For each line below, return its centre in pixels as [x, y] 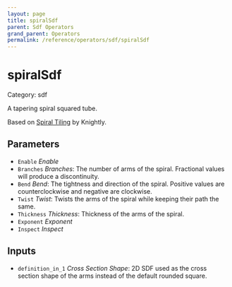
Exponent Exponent [45, 221]
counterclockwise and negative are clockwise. [85, 191]
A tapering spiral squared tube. [52, 109]
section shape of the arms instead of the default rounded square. [112, 276]
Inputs [22, 251]
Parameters [33, 145]
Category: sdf [28, 95]
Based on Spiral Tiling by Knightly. [57, 122]
